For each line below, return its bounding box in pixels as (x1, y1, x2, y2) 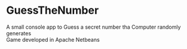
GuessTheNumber (6, 4, 99, 17)
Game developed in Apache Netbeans (6, 36, 100, 43)
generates (6, 29, 32, 36)
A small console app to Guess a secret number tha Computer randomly (6, 23, 181, 30)
